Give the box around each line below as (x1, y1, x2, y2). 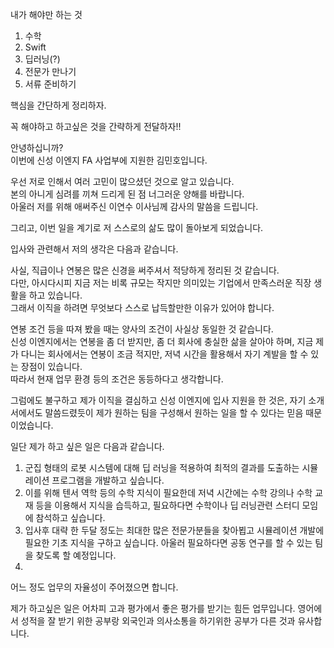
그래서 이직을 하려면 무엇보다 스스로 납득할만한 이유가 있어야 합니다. (10, 302, 275, 313)
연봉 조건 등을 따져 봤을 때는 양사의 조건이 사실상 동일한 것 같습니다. (10, 323, 274, 335)
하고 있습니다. (28, 289, 83, 301)
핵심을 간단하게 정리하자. (10, 99, 107, 111)
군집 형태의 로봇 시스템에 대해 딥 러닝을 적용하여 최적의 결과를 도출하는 (24, 462, 300, 473)
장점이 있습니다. (20, 361, 83, 372)
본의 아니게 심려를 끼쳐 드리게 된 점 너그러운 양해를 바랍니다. (10, 188, 245, 200)
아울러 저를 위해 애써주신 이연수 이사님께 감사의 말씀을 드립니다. (10, 201, 259, 212)
